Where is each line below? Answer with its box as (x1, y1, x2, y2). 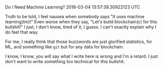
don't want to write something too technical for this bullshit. (5, 59, 125, 64)
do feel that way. (5, 29, 39, 35)
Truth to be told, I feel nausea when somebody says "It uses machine (5, 14, 145, 19)
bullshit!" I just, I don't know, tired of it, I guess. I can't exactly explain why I (5, 24, 157, 30)
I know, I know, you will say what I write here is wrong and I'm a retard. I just (5, 53, 158, 59)
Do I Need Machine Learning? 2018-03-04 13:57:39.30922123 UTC (5, 4, 140, 10)
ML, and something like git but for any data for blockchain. (5, 44, 124, 49)
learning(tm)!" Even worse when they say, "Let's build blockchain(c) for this (5, 19, 158, 24)
